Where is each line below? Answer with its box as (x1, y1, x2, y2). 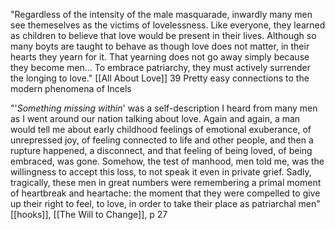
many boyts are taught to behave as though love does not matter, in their (10, 40, 310, 52)
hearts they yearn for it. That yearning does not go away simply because (10, 51, 310, 63)
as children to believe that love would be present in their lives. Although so (10, 30, 317, 41)
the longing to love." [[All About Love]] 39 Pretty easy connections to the (10, 72, 310, 84)
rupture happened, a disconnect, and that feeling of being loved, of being (10, 145, 313, 156)
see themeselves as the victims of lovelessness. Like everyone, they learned (10, 19, 326, 31)
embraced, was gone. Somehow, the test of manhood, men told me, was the (10, 155, 325, 167)
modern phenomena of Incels (10, 83, 132, 94)
